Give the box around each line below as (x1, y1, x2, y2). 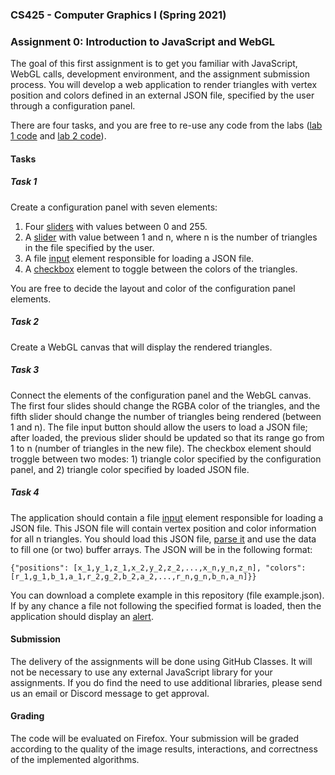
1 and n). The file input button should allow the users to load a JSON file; (10, 421, 308, 433)
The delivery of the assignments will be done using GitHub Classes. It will (10, 655, 313, 667)
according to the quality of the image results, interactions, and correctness (10, 743, 318, 755)
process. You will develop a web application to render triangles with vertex (10, 79, 318, 91)
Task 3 (10, 364, 40, 376)
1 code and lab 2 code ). (10, 130, 107, 142)
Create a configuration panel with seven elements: (10, 201, 218, 213)
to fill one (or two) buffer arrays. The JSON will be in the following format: (10, 543, 313, 555)
